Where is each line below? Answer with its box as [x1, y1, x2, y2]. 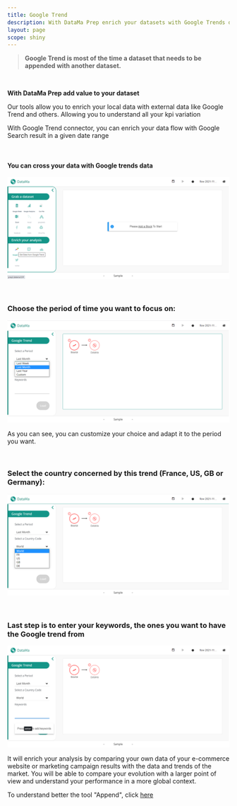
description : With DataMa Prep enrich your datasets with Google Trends [7, 18, 226, 26]
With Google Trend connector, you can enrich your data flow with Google [7, 124, 220, 132]
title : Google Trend [7, 11, 68, 18]
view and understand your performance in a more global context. [7, 777, 197, 785]
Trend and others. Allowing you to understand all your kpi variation [7, 110, 201, 119]
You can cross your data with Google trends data [7, 161, 153, 170]
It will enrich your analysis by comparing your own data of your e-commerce [7, 754, 230, 763]
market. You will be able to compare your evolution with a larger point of [7, 769, 217, 778]
